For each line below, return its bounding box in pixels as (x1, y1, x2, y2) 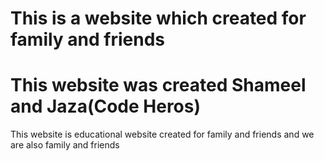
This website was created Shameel (10, 74, 307, 97)
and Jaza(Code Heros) (10, 95, 202, 118)
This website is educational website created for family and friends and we (10, 128, 315, 141)
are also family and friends (10, 139, 120, 151)
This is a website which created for (10, 7, 307, 30)
